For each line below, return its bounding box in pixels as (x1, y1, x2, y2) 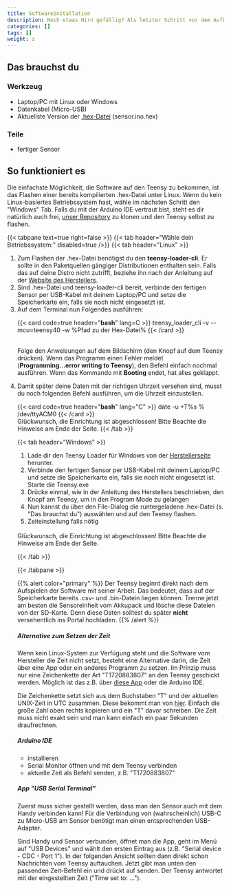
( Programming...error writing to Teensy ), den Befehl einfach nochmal (16, 361, 217, 369)
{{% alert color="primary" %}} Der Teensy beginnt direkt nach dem (16, 579, 208, 587)
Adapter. (16, 824, 42, 832)
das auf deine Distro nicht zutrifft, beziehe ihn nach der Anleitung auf (16, 268, 213, 276)
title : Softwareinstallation (7, 10, 91, 17)
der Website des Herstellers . (16, 276, 98, 284)
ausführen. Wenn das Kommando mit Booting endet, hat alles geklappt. (16, 368, 220, 376)
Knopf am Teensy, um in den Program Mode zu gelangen (27, 495, 189, 503)
